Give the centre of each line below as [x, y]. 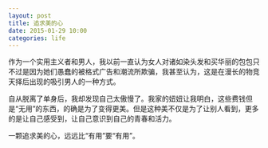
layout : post [30, 16]
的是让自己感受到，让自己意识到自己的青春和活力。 [92, 119]
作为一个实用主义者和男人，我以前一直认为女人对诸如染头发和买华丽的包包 [130, 62]
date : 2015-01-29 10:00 [48, 30]
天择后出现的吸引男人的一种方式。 [64, 82]
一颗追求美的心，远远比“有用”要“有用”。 [74, 136]
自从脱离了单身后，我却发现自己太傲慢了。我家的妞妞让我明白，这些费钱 [127, 99]
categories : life [37, 38]
